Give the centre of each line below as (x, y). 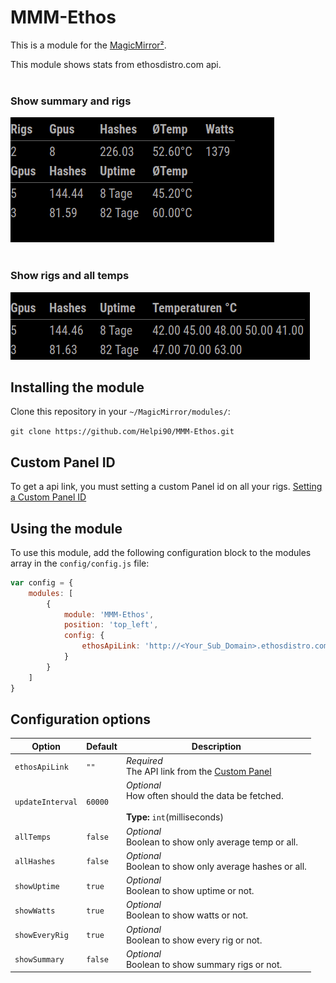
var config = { (42, 582)
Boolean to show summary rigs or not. (204, 964)
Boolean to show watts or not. (187, 915)
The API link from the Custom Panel (198, 772)
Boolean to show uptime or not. (190, 891)
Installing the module (77, 387)
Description (216, 746)
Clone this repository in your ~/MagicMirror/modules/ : (120, 412)
